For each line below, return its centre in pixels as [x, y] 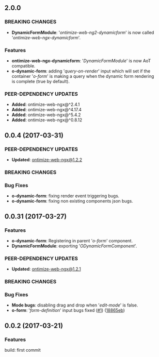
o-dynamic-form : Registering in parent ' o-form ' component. [72, 240]
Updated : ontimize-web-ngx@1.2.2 [47, 159]
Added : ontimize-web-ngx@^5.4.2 [46, 115]
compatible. [24, 66]
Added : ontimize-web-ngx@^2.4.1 [46, 104]
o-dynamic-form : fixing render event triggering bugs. [65, 196]
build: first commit [23, 350]
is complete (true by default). [40, 81]
